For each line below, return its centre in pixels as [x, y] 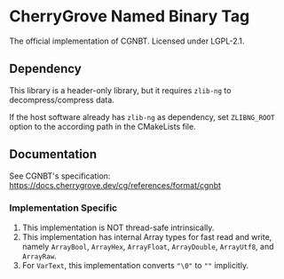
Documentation [53, 154]
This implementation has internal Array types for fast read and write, [147, 236]
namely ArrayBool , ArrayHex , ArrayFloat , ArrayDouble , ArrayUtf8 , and [148, 246]
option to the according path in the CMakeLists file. [103, 126]
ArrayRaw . [39, 256]
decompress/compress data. [62, 100]
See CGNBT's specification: [60, 176]
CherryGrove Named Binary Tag [130, 16]
